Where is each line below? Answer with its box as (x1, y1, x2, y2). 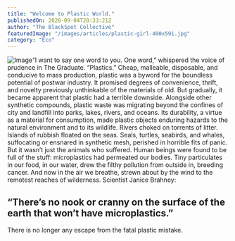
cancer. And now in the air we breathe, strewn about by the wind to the (7, 168, 213, 177)
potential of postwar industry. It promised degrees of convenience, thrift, (7, 78, 218, 87)
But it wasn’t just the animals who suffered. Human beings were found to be (7, 146, 227, 154)
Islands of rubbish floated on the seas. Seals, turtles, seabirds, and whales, (7, 131, 225, 140)
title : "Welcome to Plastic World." (7, 10, 115, 18)
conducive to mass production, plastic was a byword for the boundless (7, 71, 213, 80)
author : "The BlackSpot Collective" (7, 23, 115, 30)
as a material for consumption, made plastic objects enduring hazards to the (7, 116, 229, 124)
